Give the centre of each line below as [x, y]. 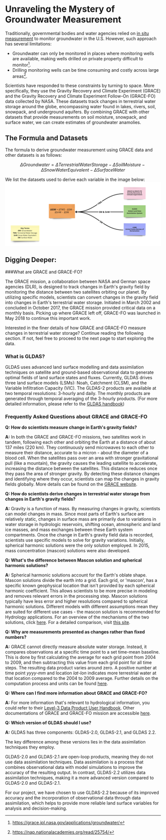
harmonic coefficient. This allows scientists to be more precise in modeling [81, 591]
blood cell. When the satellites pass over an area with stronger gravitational [82, 458]
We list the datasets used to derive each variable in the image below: [75, 179]
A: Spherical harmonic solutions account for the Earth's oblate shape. [76, 575]
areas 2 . [20, 76]
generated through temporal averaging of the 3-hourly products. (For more [81, 398]
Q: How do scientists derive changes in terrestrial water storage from [78, 494]
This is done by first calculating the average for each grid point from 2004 [81, 657]
